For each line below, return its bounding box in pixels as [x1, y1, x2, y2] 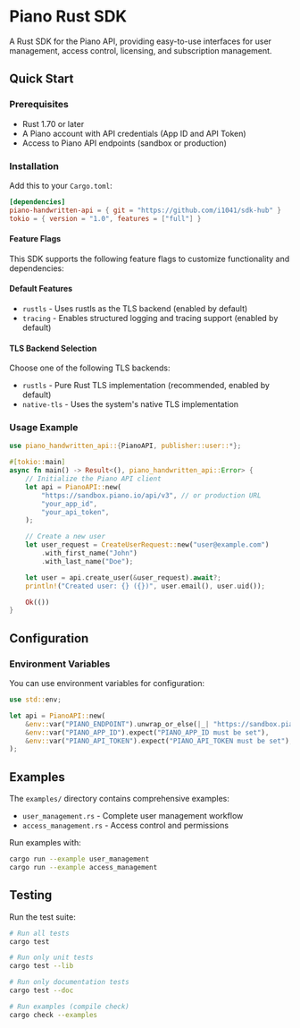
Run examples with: [9, 837, 82, 848]
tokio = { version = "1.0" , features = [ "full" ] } [9, 214, 202, 223]
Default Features [9, 284, 73, 294]
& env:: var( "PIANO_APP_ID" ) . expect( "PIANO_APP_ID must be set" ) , [25, 727, 270, 737]
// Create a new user [25, 532, 105, 541]
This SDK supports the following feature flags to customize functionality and [9, 253, 290, 264]
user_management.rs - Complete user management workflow [21, 811, 244, 821]
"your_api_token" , [41, 507, 110, 516]
